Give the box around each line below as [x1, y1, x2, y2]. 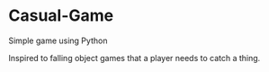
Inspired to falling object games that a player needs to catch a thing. [8, 52, 261, 63]
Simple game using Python [8, 35, 108, 46]
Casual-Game [8, 5, 114, 26]
